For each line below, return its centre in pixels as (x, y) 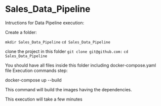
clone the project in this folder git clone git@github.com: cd (67, 51)
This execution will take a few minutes (44, 99)
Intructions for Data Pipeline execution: (45, 23)
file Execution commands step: (37, 71)
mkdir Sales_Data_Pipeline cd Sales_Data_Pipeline (58, 42)
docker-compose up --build (33, 80)
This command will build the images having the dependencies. (69, 89)
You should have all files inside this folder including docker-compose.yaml (81, 65)
